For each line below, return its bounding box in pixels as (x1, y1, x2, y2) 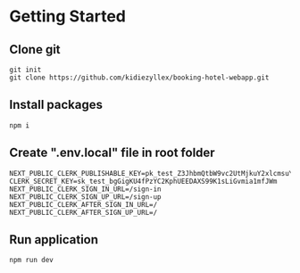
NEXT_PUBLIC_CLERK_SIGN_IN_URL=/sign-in (9, 185, 162, 194)
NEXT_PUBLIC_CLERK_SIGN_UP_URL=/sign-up (9, 192, 162, 202)
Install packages (9, 97, 103, 112)
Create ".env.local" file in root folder (9, 145, 216, 161)
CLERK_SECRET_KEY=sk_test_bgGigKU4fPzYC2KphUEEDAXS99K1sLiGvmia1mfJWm (9, 177, 278, 186)
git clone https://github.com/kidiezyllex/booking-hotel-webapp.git (9, 73, 270, 82)
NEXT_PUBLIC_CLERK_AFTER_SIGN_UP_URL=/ (9, 208, 158, 217)
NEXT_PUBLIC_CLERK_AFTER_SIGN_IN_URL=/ (9, 200, 158, 209)
